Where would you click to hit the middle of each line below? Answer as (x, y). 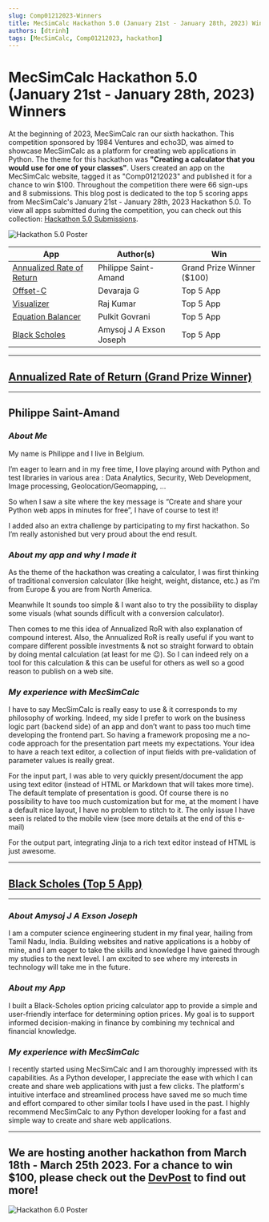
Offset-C (30, 291)
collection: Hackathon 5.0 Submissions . (73, 219)
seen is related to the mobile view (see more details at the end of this (122, 818)
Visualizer (31, 303)
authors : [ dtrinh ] (39, 30)
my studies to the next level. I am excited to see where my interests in (123, 959)
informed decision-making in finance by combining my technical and (121, 1023)
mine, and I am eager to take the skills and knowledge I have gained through (134, 951)
